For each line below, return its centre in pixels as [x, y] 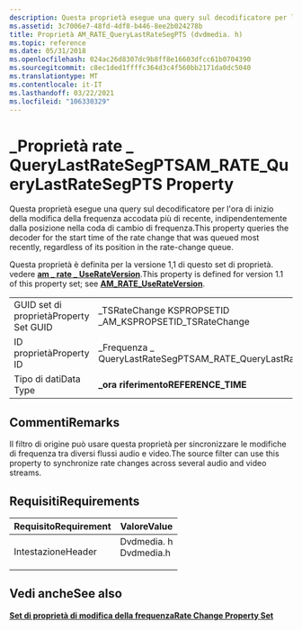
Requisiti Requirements [75, 501]
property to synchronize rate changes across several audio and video [138, 463]
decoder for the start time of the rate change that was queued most [134, 238]
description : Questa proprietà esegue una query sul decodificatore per [148, 18]
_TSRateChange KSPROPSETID [164, 310]
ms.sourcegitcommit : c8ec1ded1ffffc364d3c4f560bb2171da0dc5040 [130, 68]
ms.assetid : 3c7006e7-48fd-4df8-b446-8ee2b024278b [106, 26]
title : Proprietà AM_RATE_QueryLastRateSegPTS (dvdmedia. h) [126, 34]
